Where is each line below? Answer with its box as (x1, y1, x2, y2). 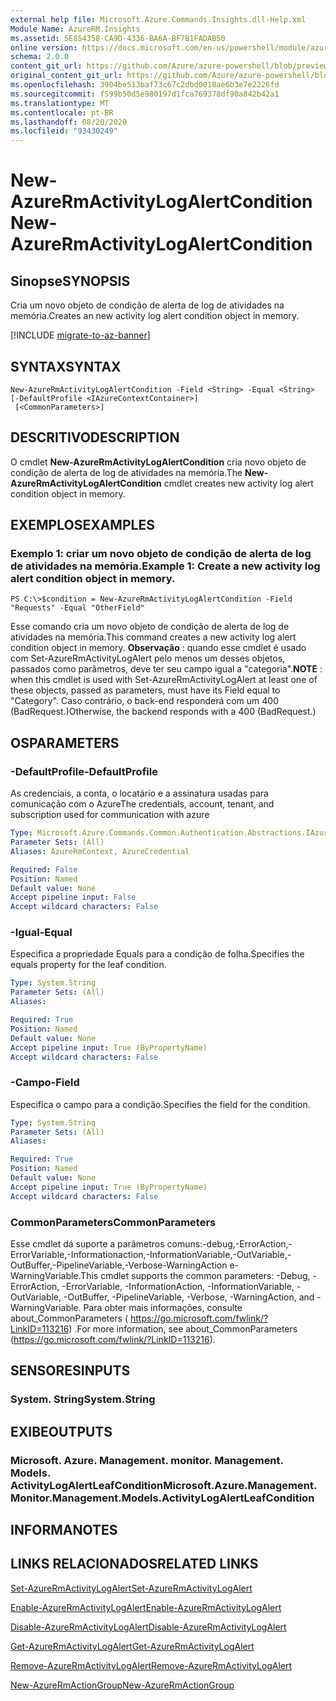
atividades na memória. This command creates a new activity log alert (10, 631, 297, 643)
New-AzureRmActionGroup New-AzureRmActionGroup (10, 1679, 235, 1691)
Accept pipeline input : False (10, 892, 137, 903)
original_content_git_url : (10, 71, 123, 81)
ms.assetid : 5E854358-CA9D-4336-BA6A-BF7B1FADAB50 (10, 33, 226, 43)
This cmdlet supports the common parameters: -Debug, (80, 1270, 311, 1282)
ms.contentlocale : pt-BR (10, 107, 114, 118)
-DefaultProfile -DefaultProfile (10, 764, 158, 778)
